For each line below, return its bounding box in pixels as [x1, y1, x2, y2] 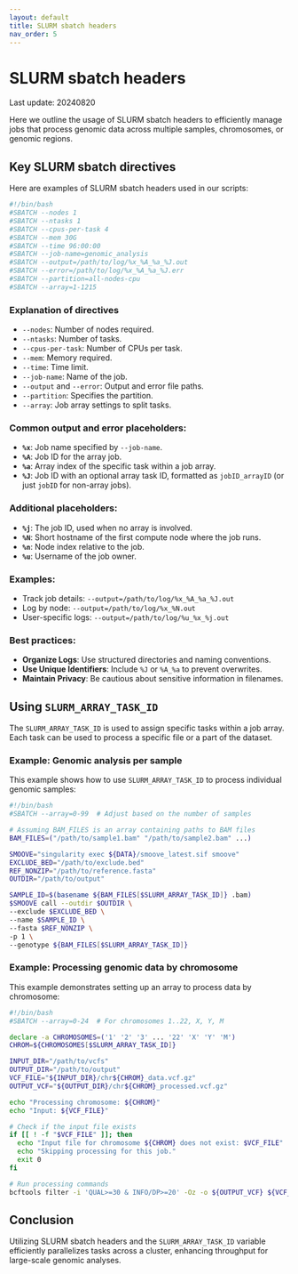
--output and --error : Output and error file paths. [21, 381, 204, 391]
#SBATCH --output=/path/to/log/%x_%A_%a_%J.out [9, 258, 189, 267]
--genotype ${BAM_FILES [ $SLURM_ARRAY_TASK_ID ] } [9, 940, 189, 949]
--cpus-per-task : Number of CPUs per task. [21, 343, 184, 354]
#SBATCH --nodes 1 [9, 208, 77, 217]
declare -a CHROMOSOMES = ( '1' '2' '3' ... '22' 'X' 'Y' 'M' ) [9, 1033, 237, 1042]
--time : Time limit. [21, 362, 89, 373]
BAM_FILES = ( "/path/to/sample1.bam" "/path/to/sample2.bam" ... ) [9, 834, 252, 843]
